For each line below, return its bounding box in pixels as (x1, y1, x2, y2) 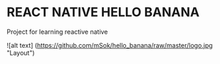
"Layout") (6, 49, 35, 57)
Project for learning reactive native (6, 27, 108, 36)
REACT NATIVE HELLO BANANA (6, 4, 200, 20)
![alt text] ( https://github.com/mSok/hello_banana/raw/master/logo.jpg (6, 41, 213, 49)
